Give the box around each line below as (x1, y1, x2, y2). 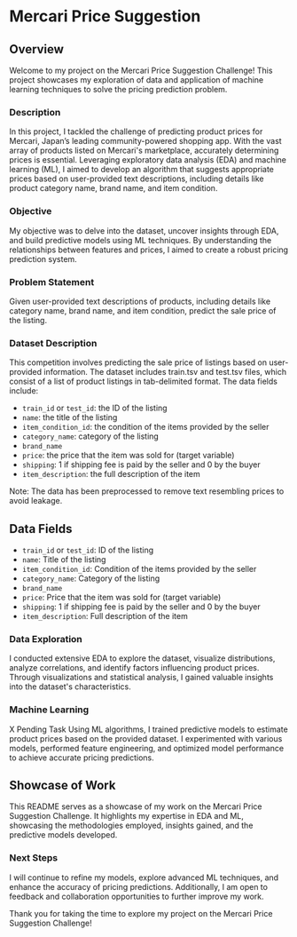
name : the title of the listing (21, 412, 118, 423)
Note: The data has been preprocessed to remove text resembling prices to (9, 486, 285, 496)
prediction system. (9, 253, 77, 264)
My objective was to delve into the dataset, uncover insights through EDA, (9, 225, 279, 236)
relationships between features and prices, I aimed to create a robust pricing (9, 244, 289, 255)
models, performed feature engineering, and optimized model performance (9, 742, 285, 753)
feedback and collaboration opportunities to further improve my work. (9, 891, 264, 901)
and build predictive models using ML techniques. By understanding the (9, 234, 272, 245)
